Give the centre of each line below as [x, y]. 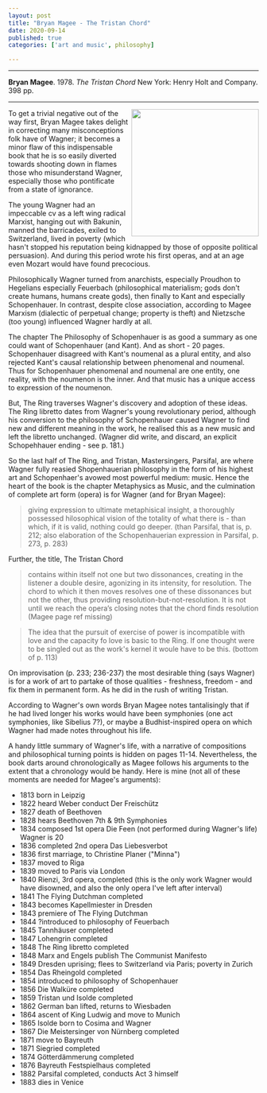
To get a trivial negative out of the [64, 114]
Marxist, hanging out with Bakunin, [65, 222]
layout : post [30, 16]
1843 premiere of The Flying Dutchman [84, 913]
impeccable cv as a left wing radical [67, 213]
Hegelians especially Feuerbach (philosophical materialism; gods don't [124, 288]
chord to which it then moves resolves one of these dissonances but [139, 591]
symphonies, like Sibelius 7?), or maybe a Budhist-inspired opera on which [130, 722]
